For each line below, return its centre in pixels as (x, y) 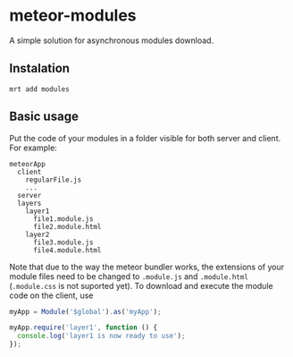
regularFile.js (54, 180)
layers (29, 203)
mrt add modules (39, 89)
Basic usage (44, 117)
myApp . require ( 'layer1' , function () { (84, 327)
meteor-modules (73, 16)
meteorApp (28, 164)
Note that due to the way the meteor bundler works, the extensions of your (146, 267)
